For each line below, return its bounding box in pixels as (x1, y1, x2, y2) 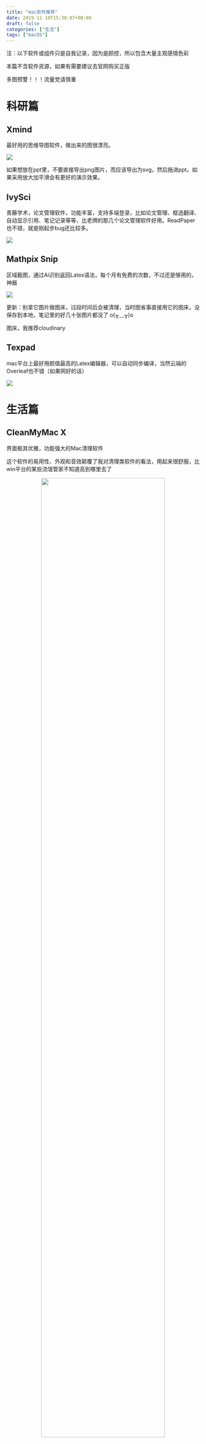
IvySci (6, 192, 31, 202)
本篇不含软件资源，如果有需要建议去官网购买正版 (6, 63, 130, 70)
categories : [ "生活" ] (6, 26, 60, 33)
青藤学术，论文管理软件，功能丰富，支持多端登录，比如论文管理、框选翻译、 (6, 208, 200, 216)
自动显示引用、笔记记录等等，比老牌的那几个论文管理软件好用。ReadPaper (6, 216, 196, 224)
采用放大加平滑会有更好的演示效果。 (11, 173, 103, 181)
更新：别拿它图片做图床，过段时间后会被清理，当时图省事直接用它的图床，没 (6, 303, 200, 311)
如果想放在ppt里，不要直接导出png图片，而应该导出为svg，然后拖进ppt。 (6, 166, 193, 173)
